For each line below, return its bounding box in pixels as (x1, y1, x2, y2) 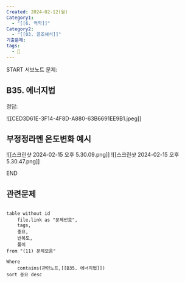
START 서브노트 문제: (6, 66, 58, 73)
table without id (6, 211, 51, 217)
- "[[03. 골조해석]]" (12, 32, 62, 38)
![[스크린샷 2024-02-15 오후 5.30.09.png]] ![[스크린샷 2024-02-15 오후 (6, 151, 180, 159)
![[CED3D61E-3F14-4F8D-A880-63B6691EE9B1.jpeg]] (6, 115, 142, 122)
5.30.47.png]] (6, 158, 40, 165)
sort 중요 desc (6, 271, 43, 278)
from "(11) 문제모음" (6, 248, 56, 254)
